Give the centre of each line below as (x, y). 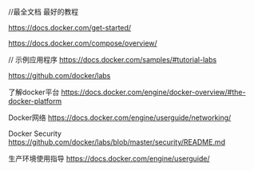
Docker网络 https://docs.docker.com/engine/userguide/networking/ (120, 117)
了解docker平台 (34, 92)
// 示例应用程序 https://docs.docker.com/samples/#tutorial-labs (113, 60)
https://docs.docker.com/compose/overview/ (83, 43)
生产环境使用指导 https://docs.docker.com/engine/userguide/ (109, 159)
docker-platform (35, 101)
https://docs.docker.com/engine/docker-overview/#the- (153, 92)
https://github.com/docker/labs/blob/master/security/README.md (117, 142)
